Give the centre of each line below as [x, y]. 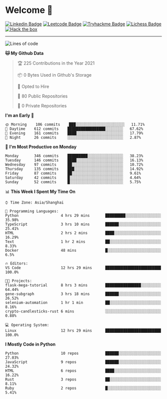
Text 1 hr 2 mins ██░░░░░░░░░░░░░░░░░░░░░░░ [83, 242]
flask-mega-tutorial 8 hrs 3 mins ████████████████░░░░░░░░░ [83, 285]
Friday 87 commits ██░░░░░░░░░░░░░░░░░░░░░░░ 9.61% [73, 173]
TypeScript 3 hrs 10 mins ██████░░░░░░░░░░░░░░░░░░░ [83, 224]
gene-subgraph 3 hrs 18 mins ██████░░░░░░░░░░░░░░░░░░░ [83, 294]
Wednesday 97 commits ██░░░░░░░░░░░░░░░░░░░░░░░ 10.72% [74, 164]
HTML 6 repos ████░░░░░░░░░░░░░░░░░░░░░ [83, 371]
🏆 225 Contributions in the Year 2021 [56, 63]
